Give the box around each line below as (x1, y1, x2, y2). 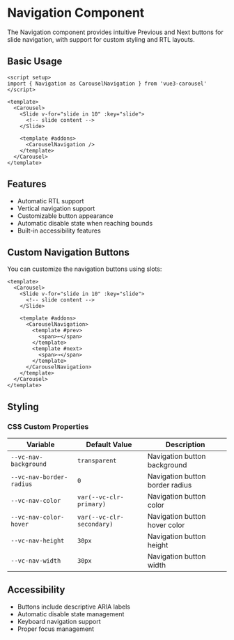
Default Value (86, 440, 132, 450)
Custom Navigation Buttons (7, 246, 130, 258)
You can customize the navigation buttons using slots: (7, 265, 162, 273)
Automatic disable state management (17, 609, 125, 618)
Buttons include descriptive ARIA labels (17, 602, 131, 611)
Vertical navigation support (17, 204, 95, 212)
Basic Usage (7, 56, 63, 68)
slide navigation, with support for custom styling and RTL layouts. (7, 35, 195, 43)
